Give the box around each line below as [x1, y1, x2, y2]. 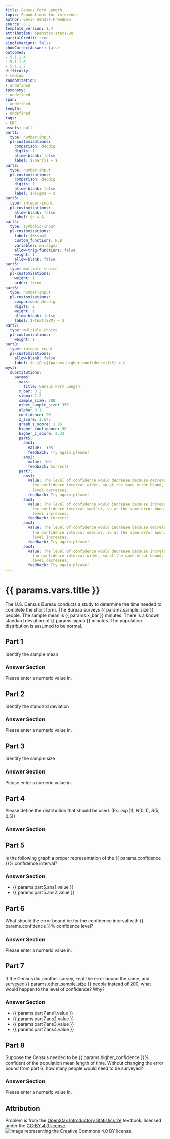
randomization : [5, 78, 37, 83]
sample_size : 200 [18, 398, 56, 403]
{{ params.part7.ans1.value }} [12, 1010, 73, 1016]
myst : [5, 365, 17, 370]
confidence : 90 [18, 412, 51, 418]
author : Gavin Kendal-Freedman [5, 17, 71, 22]
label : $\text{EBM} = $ [14, 318, 65, 323]
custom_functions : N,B [14, 238, 62, 243]
